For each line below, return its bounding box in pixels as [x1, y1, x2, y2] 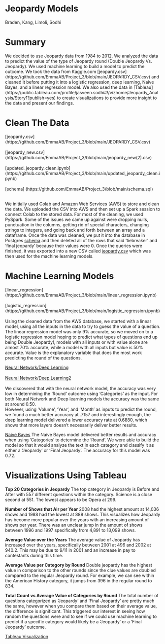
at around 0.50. [5, 401, 36, 407]
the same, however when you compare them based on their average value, [5, 603, 157, 609]
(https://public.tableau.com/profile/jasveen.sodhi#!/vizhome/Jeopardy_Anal [5, 89, 159, 95]
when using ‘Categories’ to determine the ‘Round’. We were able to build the [5, 437, 159, 443]
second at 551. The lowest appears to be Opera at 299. [5, 497, 117, 502]
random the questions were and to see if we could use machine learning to [5, 613, 157, 619]
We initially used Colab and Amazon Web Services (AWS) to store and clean [5, 201, 159, 207]
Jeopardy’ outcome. [5, 624, 46, 630]
